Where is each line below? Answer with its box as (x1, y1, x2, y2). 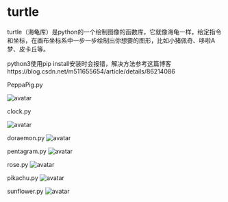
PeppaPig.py (7, 80, 43, 89)
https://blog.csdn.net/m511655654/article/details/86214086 (7, 67, 176, 76)
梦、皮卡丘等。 (7, 45, 49, 53)
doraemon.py (7, 133, 45, 142)
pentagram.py (7, 147, 47, 155)
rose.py (7, 160, 29, 168)
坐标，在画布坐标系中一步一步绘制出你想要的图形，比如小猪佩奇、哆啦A (12, 36, 216, 45)
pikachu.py (7, 173, 39, 182)
